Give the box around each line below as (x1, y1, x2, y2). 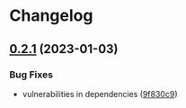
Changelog (9, 5, 93, 26)
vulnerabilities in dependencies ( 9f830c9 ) (22, 88, 178, 99)
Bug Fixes (9, 68, 54, 81)
